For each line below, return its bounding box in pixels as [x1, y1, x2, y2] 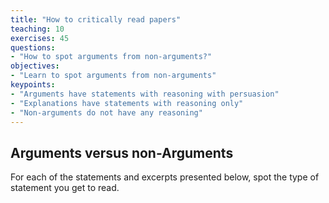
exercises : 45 [10, 33, 70, 43]
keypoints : [10, 80, 56, 90]
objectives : [10, 61, 60, 71]
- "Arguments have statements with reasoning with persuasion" [10, 89, 280, 99]
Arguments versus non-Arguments [10, 144, 234, 161]
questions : [10, 42, 56, 53]
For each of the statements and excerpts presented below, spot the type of [10, 171, 320, 183]
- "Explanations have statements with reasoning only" [10, 98, 244, 108]
